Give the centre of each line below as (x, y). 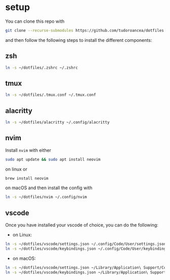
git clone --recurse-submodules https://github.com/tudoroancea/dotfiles (85, 30)
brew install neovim (27, 178)
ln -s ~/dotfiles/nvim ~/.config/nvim (46, 197)
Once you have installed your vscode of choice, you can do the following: (82, 225)
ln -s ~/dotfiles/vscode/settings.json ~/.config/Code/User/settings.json (86, 244)
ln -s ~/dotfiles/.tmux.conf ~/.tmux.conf (51, 95)
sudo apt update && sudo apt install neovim (53, 159)
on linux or (16, 169)
